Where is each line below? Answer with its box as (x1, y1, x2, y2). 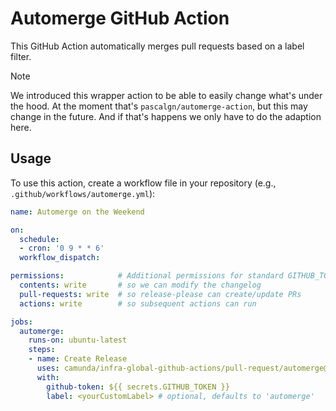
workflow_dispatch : (19, 253, 101, 263)
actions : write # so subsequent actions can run (19, 298, 257, 309)
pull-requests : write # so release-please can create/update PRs (19, 289, 302, 299)
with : (36, 372, 60, 382)
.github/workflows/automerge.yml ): (10, 187, 156, 199)
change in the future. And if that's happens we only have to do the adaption (10, 110, 322, 122)
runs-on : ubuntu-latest (28, 335, 128, 346)
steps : (28, 345, 56, 355)
